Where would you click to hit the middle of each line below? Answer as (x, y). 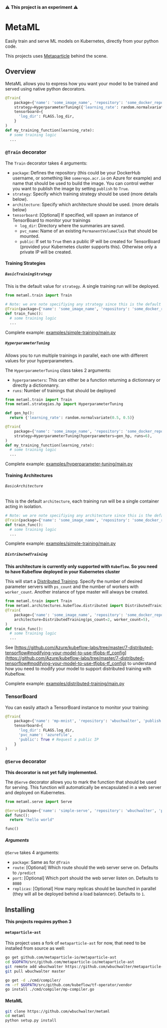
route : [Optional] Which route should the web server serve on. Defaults (85, 867)
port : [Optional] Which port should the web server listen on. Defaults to (85, 878)
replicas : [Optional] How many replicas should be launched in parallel (84, 889)
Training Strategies (25, 263)
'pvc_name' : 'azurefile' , (45, 735)
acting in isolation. (24, 506)
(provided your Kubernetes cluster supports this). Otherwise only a (88, 247)
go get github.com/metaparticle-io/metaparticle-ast (61, 957)
